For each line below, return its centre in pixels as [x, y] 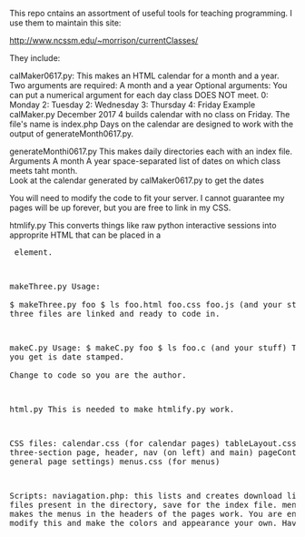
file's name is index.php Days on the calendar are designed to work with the [151, 124]
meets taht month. [44, 171]
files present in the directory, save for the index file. [144, 505]
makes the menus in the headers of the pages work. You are [146, 514]
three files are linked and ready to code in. [115, 314]
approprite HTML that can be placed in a [85, 235]
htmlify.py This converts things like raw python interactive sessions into [143, 225]
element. [33, 253]
